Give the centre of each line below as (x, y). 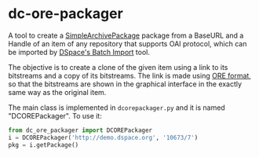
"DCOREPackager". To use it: (55, 115)
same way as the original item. (57, 92)
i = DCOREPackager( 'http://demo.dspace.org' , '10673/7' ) (103, 137)
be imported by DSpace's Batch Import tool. (79, 52)
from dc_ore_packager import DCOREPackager (80, 130)
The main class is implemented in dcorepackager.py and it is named (117, 108)
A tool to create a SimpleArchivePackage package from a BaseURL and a (126, 35)
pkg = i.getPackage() (44, 145)
